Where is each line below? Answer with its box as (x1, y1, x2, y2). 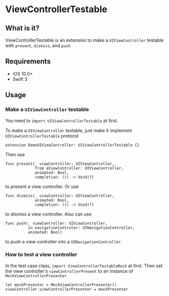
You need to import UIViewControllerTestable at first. (5, 118, 118, 124)
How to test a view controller (5, 251, 78, 258)
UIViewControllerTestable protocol (5, 133, 79, 139)
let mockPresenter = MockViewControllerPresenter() (5, 282, 117, 287)
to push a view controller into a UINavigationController (5, 238, 121, 244)
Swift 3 (12, 76, 28, 82)
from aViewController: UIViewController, (35, 166, 124, 171)
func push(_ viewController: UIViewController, (5, 220, 108, 226)
